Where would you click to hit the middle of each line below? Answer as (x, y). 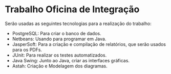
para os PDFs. (27, 50)
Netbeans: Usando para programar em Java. (59, 39)
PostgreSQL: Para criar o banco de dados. (57, 33)
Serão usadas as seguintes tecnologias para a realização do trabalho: (78, 23)
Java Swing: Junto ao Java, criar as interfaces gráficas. (71, 60)
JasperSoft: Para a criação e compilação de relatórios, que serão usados (89, 44)
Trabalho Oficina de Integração (72, 9)
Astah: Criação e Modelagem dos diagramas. (60, 66)
